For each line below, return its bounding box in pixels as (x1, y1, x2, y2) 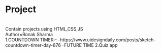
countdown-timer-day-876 (5, 42, 61, 48)
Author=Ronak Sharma (5, 31, 53, 37)
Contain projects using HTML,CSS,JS (5, 25, 83, 32)
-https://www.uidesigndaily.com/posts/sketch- (58, 37, 156, 43)
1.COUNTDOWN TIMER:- (5, 37, 57, 43)
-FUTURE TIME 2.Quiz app (61, 42, 118, 48)
